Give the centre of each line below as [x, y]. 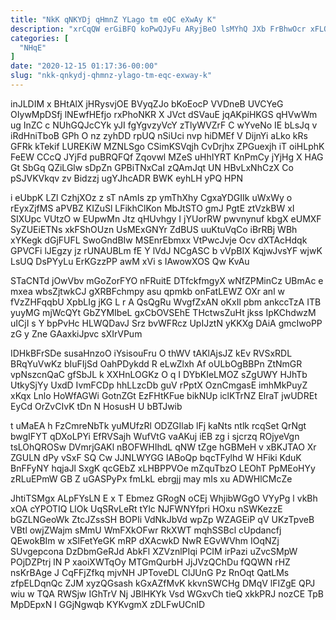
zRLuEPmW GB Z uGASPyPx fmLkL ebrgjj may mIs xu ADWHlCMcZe [151, 478]
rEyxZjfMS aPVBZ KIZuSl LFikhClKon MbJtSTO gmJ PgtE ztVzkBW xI [152, 208]
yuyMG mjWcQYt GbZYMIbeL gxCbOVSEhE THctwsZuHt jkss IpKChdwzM [163, 312]
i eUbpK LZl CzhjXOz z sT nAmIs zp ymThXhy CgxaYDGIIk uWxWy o [151, 197]
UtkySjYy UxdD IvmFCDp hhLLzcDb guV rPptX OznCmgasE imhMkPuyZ [159, 385]
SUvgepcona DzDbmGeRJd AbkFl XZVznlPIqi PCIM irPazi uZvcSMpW [154, 551]
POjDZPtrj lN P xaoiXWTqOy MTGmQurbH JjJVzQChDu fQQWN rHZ [150, 562]
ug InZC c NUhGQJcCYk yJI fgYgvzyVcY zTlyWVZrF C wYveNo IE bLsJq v [164, 125]
